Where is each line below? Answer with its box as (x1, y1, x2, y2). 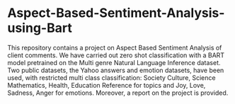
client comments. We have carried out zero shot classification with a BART (7, 51, 225, 59)
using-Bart (7, 20, 72, 36)
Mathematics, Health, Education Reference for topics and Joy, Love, (7, 81, 206, 89)
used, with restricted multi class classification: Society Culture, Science (7, 73, 216, 82)
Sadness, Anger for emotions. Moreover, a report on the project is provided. (7, 88, 229, 97)
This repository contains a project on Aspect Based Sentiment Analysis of (7, 43, 222, 52)
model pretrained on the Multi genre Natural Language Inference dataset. (7, 58, 221, 67)
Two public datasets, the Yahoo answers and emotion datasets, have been (7, 66, 224, 74)
